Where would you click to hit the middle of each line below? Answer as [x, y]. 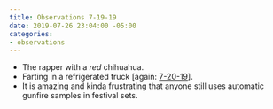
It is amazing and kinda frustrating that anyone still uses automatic [143, 86]
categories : [31, 34]
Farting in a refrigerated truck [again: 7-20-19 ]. [107, 77]
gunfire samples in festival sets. [80, 96]
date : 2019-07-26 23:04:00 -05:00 [73, 26]
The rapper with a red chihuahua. [83, 67]
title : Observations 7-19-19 [63, 17]
